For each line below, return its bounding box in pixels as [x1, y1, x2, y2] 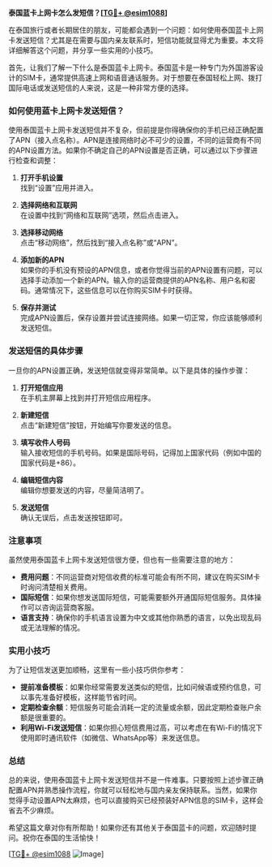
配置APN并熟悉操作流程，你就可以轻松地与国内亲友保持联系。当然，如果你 [8, 785, 257, 795]
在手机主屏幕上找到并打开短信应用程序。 [19, 393, 155, 403]
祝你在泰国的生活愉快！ [22, 833, 101, 843]
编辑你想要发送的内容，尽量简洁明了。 [19, 485, 148, 494]
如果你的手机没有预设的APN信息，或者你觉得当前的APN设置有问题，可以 [19, 265, 263, 275]
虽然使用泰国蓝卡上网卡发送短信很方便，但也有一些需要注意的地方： [8, 554, 236, 564]
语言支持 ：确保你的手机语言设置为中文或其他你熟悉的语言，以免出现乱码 [19, 612, 261, 622]
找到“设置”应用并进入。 [19, 183, 99, 193]
